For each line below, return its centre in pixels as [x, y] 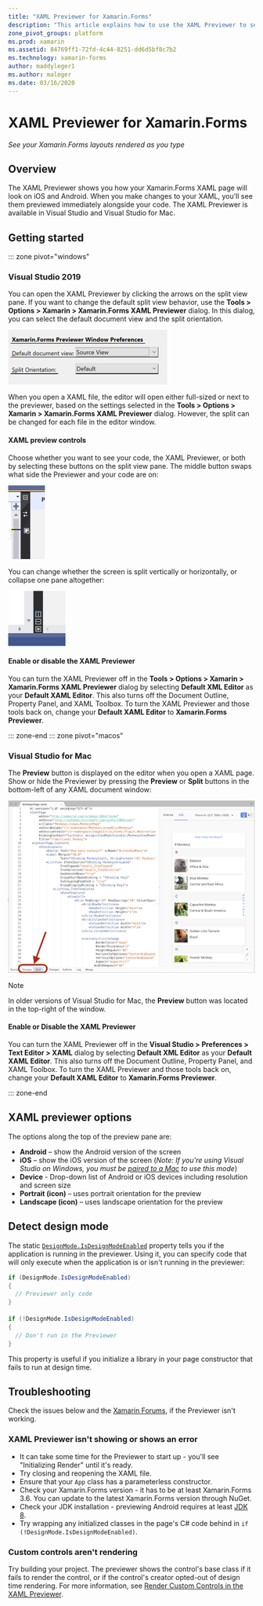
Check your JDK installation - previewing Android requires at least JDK [133, 1506]
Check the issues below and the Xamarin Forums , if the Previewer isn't [122, 1410]
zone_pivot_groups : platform [56, 33]
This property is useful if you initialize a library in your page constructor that [130, 1359]
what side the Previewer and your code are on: [83, 474]
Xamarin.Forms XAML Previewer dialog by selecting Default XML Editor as [131, 686]
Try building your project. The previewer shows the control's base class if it [130, 1569]
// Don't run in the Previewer [66, 1335]
